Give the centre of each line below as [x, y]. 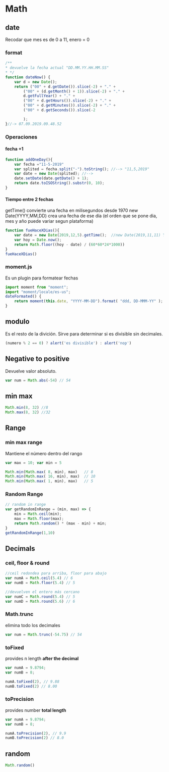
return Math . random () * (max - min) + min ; [61, 523]
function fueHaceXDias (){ [32, 230]
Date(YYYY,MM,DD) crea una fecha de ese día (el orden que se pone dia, [81, 216]
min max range [24, 443]
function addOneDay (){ [29, 160]
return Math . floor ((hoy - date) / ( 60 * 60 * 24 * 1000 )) [69, 245]
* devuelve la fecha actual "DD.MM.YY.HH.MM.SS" [57, 68]
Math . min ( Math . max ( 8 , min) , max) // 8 [49, 472]
